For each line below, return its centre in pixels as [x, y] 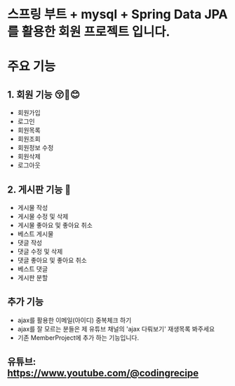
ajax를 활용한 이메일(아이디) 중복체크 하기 [74, 320]
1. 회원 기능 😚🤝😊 [44, 94]
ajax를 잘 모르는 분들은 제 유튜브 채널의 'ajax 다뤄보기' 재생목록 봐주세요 [116, 329]
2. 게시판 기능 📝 [39, 189]
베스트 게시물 [35, 234]
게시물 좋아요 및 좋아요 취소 [55, 225]
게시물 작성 [33, 208]
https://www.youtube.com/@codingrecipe [103, 373]
